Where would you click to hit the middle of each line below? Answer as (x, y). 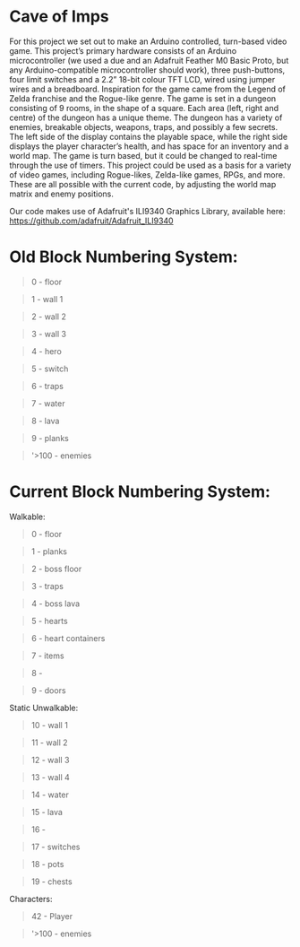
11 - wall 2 (50, 743)
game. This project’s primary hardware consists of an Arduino (123, 50)
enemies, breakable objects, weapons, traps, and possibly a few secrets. (144, 126)
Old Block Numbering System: (124, 257)
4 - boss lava (56, 604)
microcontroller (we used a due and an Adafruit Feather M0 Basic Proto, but (149, 60)
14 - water (50, 795)
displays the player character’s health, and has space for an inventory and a (149, 146)
